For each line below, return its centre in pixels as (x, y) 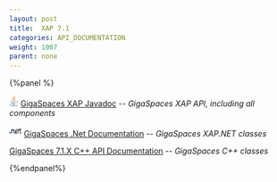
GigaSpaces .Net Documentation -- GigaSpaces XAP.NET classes (145, 134)
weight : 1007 (34, 47)
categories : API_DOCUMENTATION (67, 37)
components (33, 113)
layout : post (34, 19)
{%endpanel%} (38, 169)
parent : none (34, 57)
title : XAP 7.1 (39, 28)
